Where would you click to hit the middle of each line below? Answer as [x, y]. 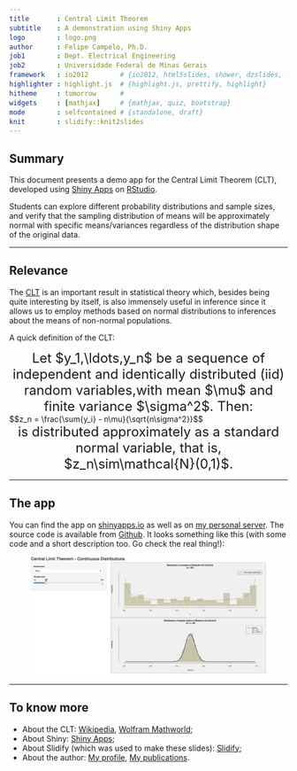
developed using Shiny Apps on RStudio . [83, 190]
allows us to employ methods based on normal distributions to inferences [143, 311]
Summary [37, 158]
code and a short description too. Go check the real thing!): [117, 543]
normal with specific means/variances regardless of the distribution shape [145, 225]
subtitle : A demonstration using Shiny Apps [100, 28]
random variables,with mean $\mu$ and [148, 390]
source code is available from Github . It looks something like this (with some [148, 534]
